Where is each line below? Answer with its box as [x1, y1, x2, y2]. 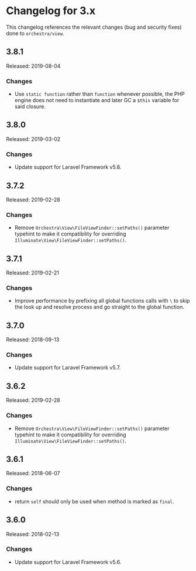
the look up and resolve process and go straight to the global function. [14, 304, 184, 311]
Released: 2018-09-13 [6, 336, 60, 343]
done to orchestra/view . [6, 29, 64, 36]
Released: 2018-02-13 [6, 530, 60, 538]
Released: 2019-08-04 [6, 62, 61, 69]
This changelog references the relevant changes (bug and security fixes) [6, 23, 182, 31]
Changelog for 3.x [6, 4, 96, 18]
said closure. [14, 103, 46, 110]
